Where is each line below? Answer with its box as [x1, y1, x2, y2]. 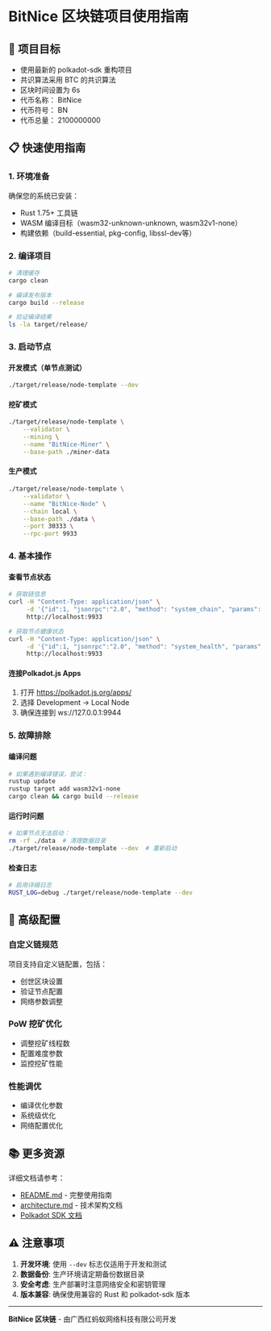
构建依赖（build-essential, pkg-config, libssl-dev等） [19, 227, 197, 238]
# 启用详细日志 [8, 881, 52, 890]
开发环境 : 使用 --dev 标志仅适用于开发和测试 [19, 1259, 167, 1269]
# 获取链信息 [8, 590, 46, 599]
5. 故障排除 [8, 730, 52, 741]
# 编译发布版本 [8, 291, 52, 299]
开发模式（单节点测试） [8, 362, 86, 372]
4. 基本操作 [8, 550, 52, 561]
